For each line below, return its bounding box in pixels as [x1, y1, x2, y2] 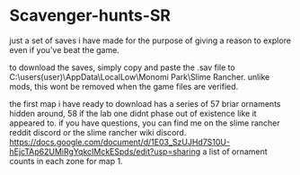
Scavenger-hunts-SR [9, 5, 171, 26]
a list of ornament [202, 145, 268, 157]
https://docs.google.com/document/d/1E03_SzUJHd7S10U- [9, 136, 231, 147]
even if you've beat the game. [9, 44, 119, 55]
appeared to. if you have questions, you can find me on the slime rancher [9, 118, 280, 128]
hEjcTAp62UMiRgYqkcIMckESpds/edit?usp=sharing [9, 145, 201, 157]
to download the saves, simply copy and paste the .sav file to [9, 62, 235, 73]
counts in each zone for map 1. [9, 155, 123, 166]
